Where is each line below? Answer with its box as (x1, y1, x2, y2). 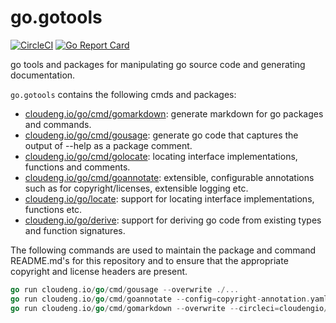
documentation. (10, 69, 76, 81)
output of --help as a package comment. (24, 139, 193, 151)
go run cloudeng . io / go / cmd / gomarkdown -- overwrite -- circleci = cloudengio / (10, 303, 329, 313)
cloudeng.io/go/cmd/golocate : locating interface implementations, (24, 150, 298, 162)
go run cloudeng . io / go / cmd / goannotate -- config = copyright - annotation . (10, 294, 311, 304)
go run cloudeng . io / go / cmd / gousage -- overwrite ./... (10, 284, 240, 295)
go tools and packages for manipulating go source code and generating (10, 58, 306, 70)
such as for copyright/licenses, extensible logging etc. (24, 182, 249, 194)
